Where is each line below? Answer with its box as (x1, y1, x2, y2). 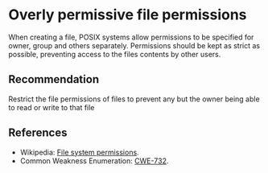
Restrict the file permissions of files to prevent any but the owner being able (8, 94, 260, 104)
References (8, 126, 68, 140)
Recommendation (8, 72, 99, 86)
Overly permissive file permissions (8, 6, 247, 24)
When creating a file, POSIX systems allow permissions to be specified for (8, 32, 254, 42)
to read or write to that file (8, 102, 95, 112)
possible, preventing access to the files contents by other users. (8, 49, 221, 59)
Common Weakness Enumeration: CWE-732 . (19, 155, 169, 166)
